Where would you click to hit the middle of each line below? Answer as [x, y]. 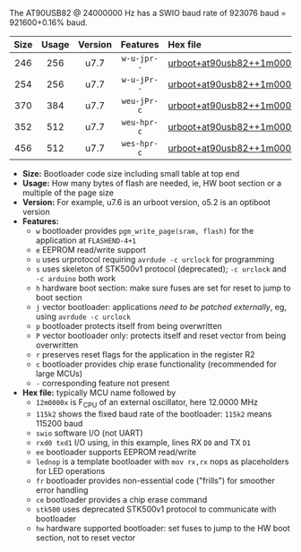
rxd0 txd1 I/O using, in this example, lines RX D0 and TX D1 [143, 442]
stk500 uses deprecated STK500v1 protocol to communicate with [156, 509]
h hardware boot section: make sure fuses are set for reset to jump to [163, 288]
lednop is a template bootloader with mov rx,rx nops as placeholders [162, 461]
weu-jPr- [140, 101]
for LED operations [70, 470]
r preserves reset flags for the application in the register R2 [145, 354]
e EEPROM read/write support [90, 250]
